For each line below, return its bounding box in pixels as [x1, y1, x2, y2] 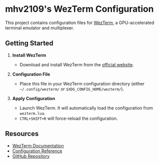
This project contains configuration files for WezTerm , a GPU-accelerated [5, 20, 154, 26]
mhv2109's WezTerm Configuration [5, 3, 154, 15]
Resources [5, 130, 39, 138]
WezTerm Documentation [12, 142, 64, 148]
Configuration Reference [12, 148, 63, 154]
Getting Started [5, 39, 54, 48]
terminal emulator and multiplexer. [5, 25, 74, 30]
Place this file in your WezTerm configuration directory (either [19, 81, 145, 86]
